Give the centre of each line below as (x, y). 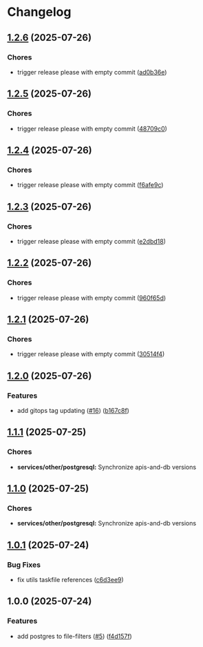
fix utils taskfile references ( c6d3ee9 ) (70, 580)
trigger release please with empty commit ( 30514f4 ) (91, 354)
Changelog (39, 12)
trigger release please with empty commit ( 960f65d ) (92, 298)
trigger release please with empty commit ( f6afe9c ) (90, 185)
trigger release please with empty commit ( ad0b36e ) (92, 72)
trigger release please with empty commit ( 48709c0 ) (92, 128)
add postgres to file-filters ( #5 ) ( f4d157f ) (74, 636)
